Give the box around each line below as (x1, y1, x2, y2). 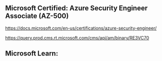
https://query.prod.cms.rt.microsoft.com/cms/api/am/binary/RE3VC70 (5, 34, 149, 40)
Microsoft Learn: (5, 49, 58, 58)
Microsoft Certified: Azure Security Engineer (5, 4, 148, 12)
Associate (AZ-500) (5, 12, 69, 20)
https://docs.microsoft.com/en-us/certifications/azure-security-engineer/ (5, 25, 157, 31)
